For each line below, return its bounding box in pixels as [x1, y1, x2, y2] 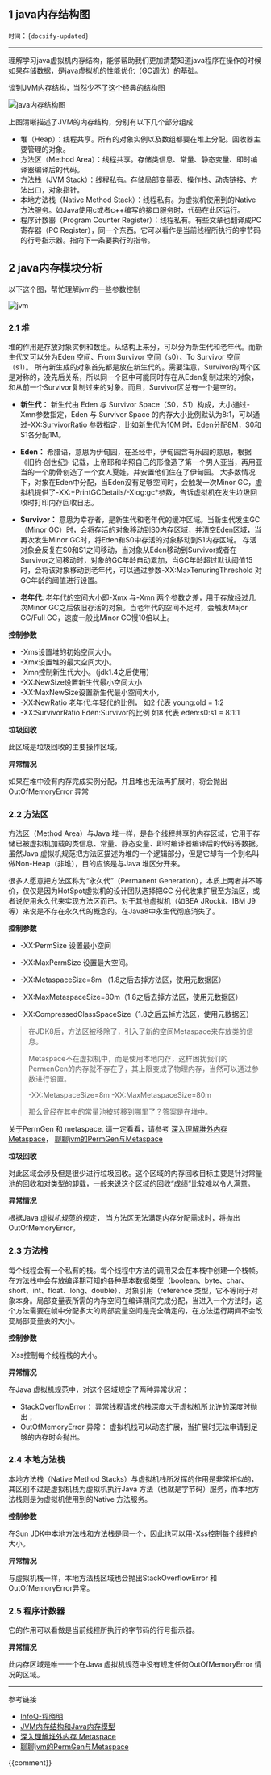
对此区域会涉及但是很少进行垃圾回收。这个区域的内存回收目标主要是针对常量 [8, 1169, 263, 1178]
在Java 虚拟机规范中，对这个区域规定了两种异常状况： [8, 1385, 190, 1394]
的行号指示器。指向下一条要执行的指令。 [19, 235, 155, 245]
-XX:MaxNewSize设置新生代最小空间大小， [19, 687, 164, 697]
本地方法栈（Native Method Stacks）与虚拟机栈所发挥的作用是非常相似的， [8, 1474, 259, 1483]
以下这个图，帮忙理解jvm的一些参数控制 [8, 284, 141, 293]
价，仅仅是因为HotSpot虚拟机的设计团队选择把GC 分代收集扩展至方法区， [8, 886, 253, 896]
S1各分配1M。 [19, 429, 66, 439]
